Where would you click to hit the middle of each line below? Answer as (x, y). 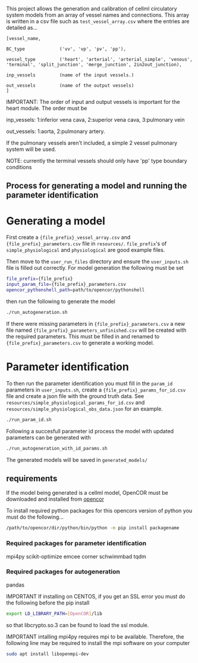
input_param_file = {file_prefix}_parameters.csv (66, 285)
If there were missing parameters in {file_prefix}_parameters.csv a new (96, 323)
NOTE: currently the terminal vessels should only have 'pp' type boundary (97, 161)
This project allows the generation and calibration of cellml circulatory (92, 9)
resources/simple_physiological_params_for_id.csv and (76, 402)
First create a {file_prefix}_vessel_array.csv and (68, 238)
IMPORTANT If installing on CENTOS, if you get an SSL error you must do (96, 596)
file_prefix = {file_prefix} (40, 279)
